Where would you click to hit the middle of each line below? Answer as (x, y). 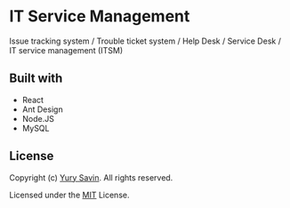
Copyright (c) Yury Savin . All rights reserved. (91, 177)
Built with (36, 79)
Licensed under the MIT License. (69, 195)
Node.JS (38, 118)
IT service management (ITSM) (66, 50)
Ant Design (43, 109)
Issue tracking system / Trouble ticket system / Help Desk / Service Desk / (145, 41)
